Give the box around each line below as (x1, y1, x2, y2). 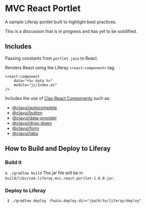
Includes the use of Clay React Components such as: (5, 95, 111, 101)
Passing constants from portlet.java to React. (5, 55, 98, 61)
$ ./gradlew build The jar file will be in (5, 170, 83, 176)
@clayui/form (12, 125, 39, 131)
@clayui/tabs (12, 130, 39, 136)
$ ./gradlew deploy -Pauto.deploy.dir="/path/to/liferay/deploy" (7, 198, 142, 203)
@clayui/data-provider (12, 115, 57, 121)
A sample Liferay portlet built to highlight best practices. (5, 19, 117, 25)
